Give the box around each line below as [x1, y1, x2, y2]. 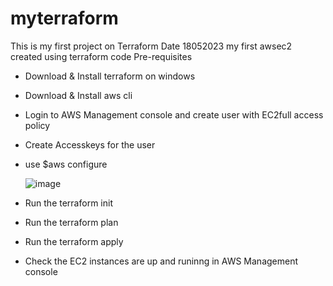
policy [24, 119, 51, 131]
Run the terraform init [24, 197, 113, 209]
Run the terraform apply [24, 235, 124, 247]
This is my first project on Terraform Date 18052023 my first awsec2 [10, 40, 293, 52]
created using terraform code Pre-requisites [10, 50, 193, 62]
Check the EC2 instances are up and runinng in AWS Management [24, 255, 299, 267]
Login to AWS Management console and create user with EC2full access [24, 108, 324, 121]
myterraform [10, 7, 119, 30]
